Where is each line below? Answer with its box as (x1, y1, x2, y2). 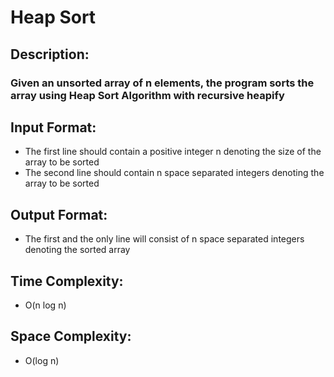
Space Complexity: (10, 328, 132, 345)
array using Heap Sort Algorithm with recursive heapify (10, 88, 285, 102)
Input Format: (10, 119, 97, 136)
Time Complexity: (10, 272, 124, 290)
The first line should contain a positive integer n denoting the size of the (24, 146, 322, 158)
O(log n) (24, 354, 60, 366)
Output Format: (10, 206, 108, 223)
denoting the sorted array (24, 244, 131, 256)
